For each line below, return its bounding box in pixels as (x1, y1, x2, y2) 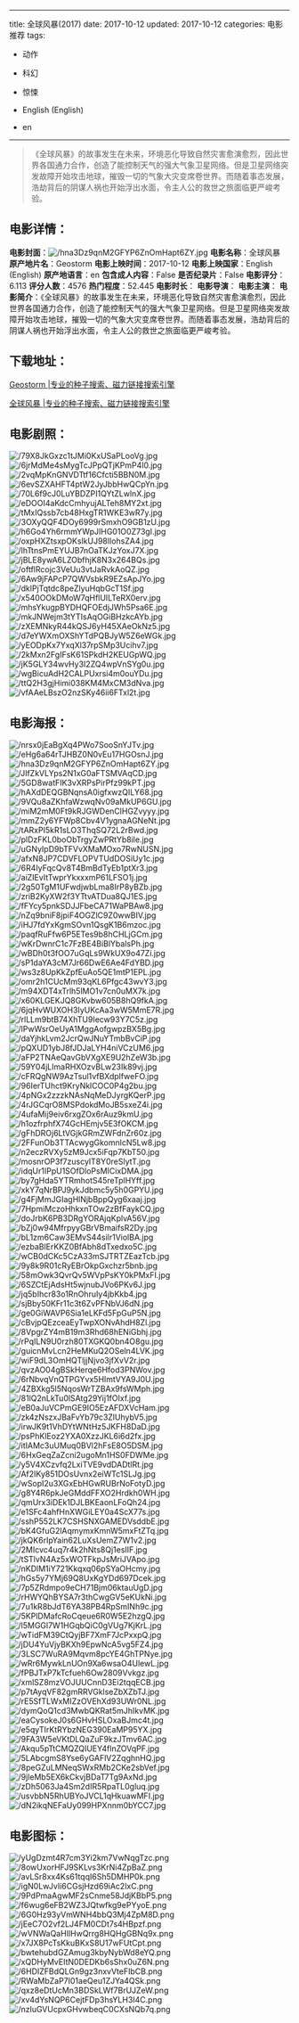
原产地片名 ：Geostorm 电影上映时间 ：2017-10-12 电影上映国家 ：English (9, 258, 273, 268)
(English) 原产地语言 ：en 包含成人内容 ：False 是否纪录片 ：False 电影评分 (9, 269, 278, 280)
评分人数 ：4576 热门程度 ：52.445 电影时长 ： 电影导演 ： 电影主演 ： (28, 280, 278, 291)
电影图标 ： (9, 1828, 69, 1843)
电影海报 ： (9, 715, 69, 731)
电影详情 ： (9, 222, 69, 237)
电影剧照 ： (9, 427, 69, 442)
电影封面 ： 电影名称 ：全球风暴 (9, 247, 280, 258)
